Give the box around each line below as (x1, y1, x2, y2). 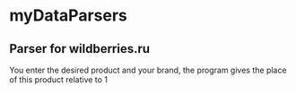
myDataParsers (9, 5, 128, 26)
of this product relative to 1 (9, 74, 109, 85)
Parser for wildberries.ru (9, 41, 151, 56)
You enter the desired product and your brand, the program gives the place (9, 64, 287, 75)
